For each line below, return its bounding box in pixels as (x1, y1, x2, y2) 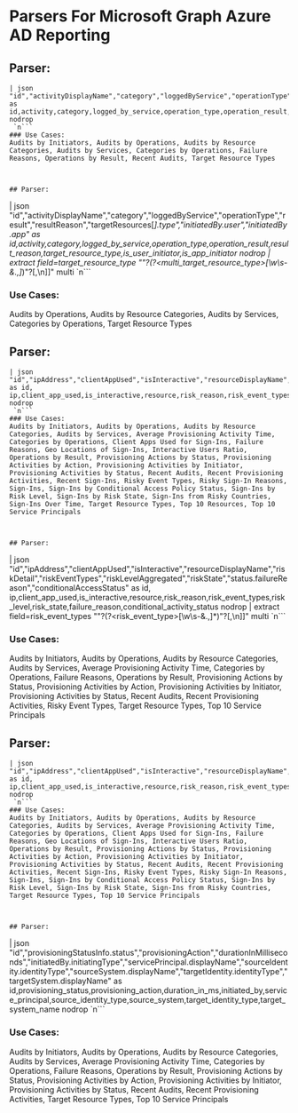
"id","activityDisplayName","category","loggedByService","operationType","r (9, 211, 286, 220)
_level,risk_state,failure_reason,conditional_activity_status (9, 601, 219, 612)
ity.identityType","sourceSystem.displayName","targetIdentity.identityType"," (9, 966, 288, 977)
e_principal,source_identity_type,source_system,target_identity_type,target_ (9, 995, 286, 1006)
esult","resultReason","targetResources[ (9, 219, 155, 230)
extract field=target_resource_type (9, 258, 137, 267)
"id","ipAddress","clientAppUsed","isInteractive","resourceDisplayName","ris (9, 564, 286, 575)
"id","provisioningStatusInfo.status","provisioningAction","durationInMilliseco (9, 948, 288, 958)
